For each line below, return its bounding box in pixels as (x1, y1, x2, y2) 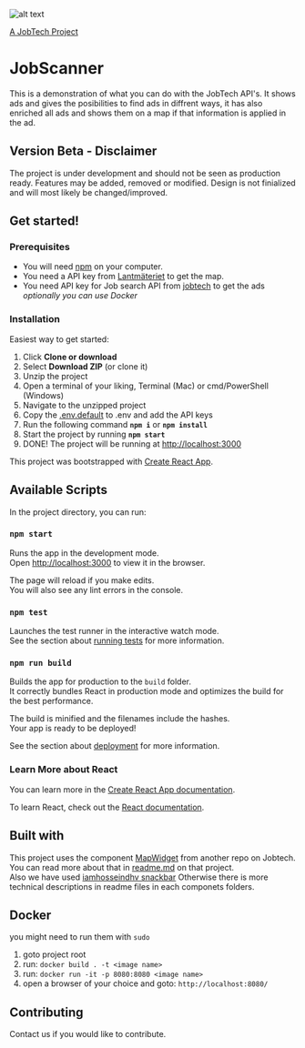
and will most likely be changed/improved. (9, 186, 168, 197)
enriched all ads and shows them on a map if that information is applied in (9, 107, 287, 118)
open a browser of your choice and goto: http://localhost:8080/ (22, 978, 269, 989)
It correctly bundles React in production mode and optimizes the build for (9, 686, 284, 697)
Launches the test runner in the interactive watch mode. (9, 626, 220, 637)
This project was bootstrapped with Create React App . (9, 456, 214, 467)
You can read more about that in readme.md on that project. (9, 862, 235, 872)
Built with (9, 828, 65, 843)
